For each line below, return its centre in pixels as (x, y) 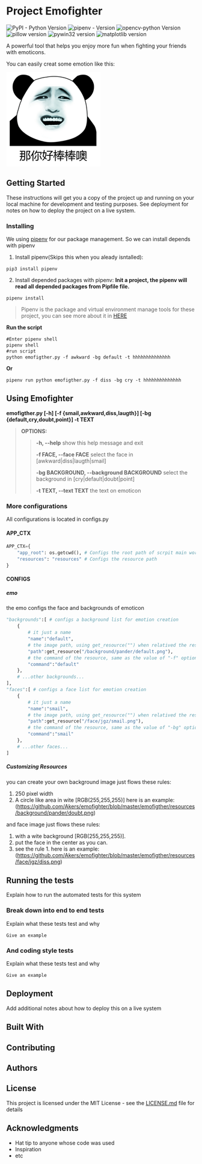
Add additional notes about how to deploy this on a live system (84, 1008)
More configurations (37, 506)
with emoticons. (26, 52)
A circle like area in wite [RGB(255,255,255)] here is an (83, 800)
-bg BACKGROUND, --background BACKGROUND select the (112, 472)
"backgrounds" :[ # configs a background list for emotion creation (93, 620)
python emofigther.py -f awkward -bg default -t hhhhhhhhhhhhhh (88, 357)
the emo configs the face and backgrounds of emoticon (75, 608)
